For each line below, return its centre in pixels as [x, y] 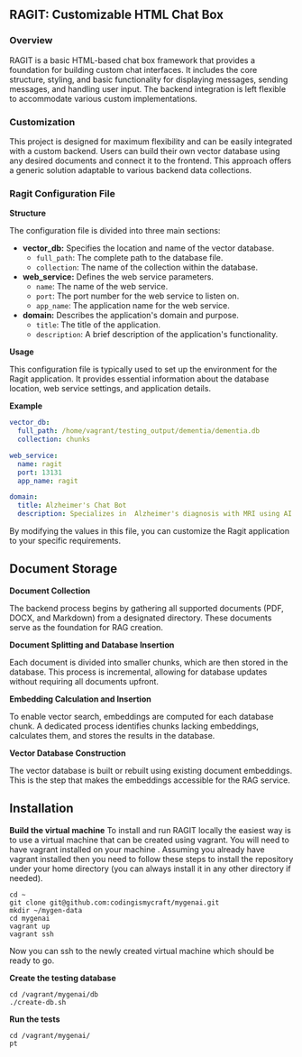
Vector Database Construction [68, 753]
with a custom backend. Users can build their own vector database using [145, 151]
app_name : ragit [48, 481]
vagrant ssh [32, 934]
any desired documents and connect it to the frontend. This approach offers [151, 161]
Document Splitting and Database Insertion [92, 645]
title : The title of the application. [98, 325]
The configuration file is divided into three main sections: [115, 231]
